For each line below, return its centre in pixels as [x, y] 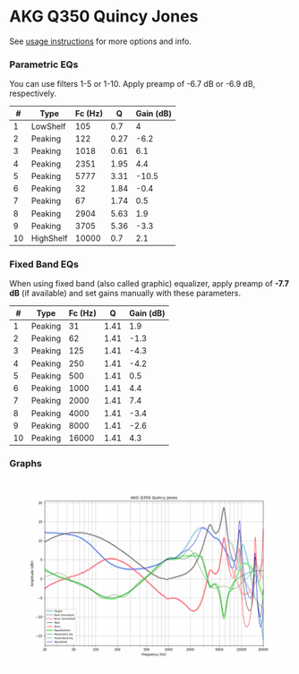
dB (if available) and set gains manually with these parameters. [125, 294]
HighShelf [49, 238]
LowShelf [48, 126]
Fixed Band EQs [44, 264]
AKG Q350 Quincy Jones [104, 17]
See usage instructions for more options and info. [101, 41]
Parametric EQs [44, 64]
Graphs [26, 464]
